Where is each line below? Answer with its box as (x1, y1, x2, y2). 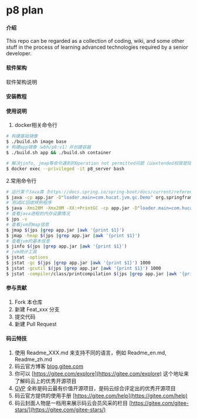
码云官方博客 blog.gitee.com (14, 363, 84, 370)
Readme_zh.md (14, 356, 53, 363)
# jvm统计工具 (6, 249, 37, 255)
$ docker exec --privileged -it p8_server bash (6, 166, 125, 172)
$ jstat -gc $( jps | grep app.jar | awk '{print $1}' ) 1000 (6, 260, 151, 266)
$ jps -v (6, 216, 28, 222)
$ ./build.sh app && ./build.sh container (6, 150, 111, 156)
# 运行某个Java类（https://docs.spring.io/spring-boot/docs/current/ (6, 189, 174, 195)
